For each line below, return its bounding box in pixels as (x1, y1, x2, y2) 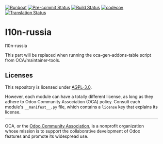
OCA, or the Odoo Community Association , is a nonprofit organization (5, 123, 144, 128)
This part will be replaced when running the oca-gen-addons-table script (5, 52, 151, 58)
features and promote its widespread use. (5, 133, 89, 139)
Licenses (5, 71, 33, 80)
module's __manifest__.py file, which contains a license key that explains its (5, 104, 158, 110)
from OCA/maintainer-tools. (5, 57, 61, 63)
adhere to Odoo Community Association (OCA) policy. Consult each (5, 98, 141, 104)
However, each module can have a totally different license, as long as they (5, 94, 154, 99)
